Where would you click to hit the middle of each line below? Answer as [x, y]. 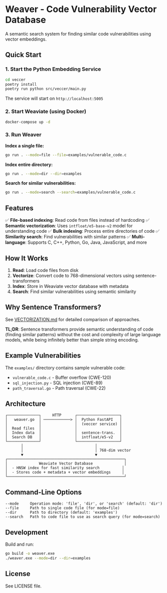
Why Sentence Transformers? [53, 307]
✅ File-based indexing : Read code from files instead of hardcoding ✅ [77, 220]
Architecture [26, 404]
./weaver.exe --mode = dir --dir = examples [48, 558]
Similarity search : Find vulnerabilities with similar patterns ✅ [68, 237]
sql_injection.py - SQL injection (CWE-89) [57, 383]
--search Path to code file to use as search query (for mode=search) [83, 517]
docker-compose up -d [28, 122]
